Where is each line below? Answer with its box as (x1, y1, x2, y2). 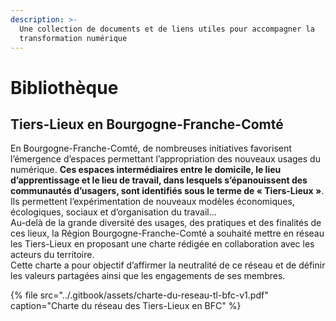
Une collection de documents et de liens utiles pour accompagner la (19, 24, 315, 34)
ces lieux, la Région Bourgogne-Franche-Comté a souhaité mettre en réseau (10, 227, 325, 240)
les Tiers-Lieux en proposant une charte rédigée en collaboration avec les (10, 238, 315, 250)
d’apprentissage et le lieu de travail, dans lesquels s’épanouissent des (10, 174, 308, 186)
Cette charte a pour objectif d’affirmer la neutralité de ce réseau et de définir (10, 259, 326, 271)
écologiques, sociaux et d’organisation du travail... (10, 206, 217, 218)
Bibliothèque (10, 76, 119, 99)
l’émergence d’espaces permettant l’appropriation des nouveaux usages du (10, 153, 321, 165)
